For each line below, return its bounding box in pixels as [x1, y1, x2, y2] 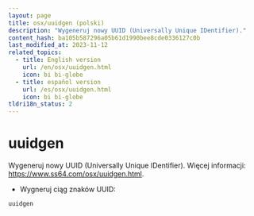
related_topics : [8, 48, 62, 56]
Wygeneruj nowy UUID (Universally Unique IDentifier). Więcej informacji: [8, 160, 246, 171]
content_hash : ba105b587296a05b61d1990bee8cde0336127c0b [8, 33, 201, 42]
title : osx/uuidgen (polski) [8, 19, 105, 27]
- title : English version [15, 56, 102, 64]
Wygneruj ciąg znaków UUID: [19, 184, 117, 195]
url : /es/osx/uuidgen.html [22, 85, 112, 94]
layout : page [8, 11, 52, 20]
